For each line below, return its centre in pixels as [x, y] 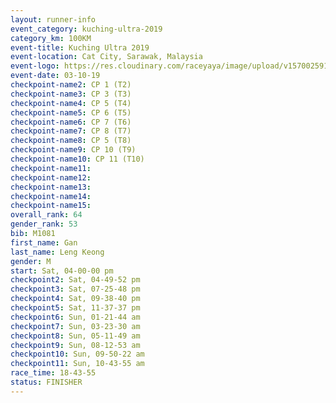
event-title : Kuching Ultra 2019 [80, 47]
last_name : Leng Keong [57, 252]
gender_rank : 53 [44, 224]
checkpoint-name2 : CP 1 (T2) [71, 85]
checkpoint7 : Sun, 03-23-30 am [75, 326]
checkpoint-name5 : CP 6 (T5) [71, 112]
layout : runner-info [53, 19]
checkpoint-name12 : [51, 177]
